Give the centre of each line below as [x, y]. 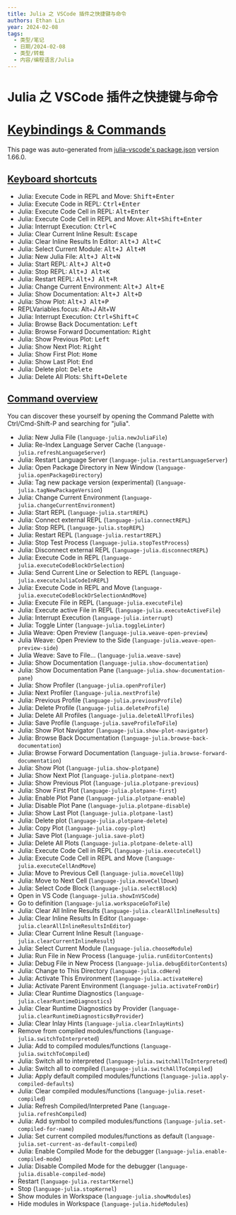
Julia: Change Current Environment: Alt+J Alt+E [91, 286]
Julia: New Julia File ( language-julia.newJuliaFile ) [93, 437]
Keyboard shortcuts [52, 179]
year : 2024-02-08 [33, 27]
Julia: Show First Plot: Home [57, 354]
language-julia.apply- [196, 1076]
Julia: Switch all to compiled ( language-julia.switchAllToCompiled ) [115, 1068]
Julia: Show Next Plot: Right [60, 347]
